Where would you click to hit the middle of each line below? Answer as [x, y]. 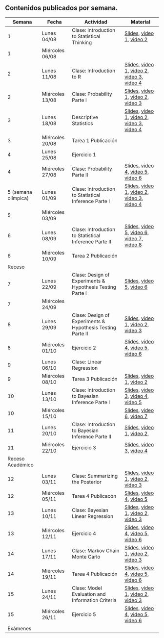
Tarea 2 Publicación [95, 255]
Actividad [96, 22]
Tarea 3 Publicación [95, 379]
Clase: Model [87, 588]
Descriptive [85, 117]
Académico [21, 464]
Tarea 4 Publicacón [94, 496]
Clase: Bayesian [90, 510]
